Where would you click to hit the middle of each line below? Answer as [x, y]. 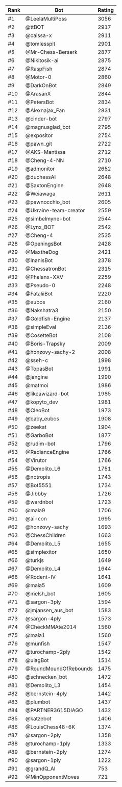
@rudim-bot [40, 444]
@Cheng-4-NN [45, 160]
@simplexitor [41, 552]
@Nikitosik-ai [42, 60]
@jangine [37, 377]
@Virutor [36, 460]
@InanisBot [39, 260]
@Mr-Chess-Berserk [51, 52]
